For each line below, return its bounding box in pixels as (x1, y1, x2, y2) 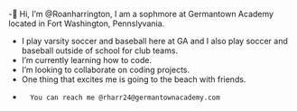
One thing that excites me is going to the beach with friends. (21, 74, 246, 85)
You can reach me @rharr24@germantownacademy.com (30, 93, 220, 102)
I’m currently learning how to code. (21, 55, 153, 65)
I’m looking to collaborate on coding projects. (21, 64, 190, 75)
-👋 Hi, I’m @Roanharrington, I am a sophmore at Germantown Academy (8, 9, 274, 19)
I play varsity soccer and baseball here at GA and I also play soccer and (21, 36, 288, 46)
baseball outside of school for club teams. (21, 45, 178, 56)
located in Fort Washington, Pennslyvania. (8, 18, 165, 29)
